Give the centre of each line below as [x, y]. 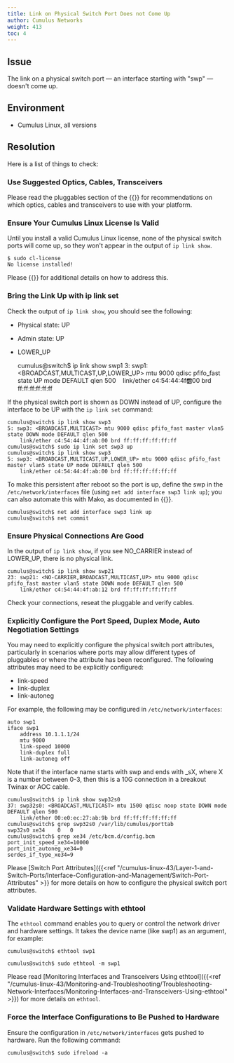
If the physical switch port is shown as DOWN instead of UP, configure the [115, 402]
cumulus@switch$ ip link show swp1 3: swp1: [83, 365]
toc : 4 [17, 33]
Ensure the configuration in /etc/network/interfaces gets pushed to [106, 1032]
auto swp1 [22, 722]
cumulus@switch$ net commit [48, 518]
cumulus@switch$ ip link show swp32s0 [64, 800]
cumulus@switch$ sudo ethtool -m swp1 [64, 964]
